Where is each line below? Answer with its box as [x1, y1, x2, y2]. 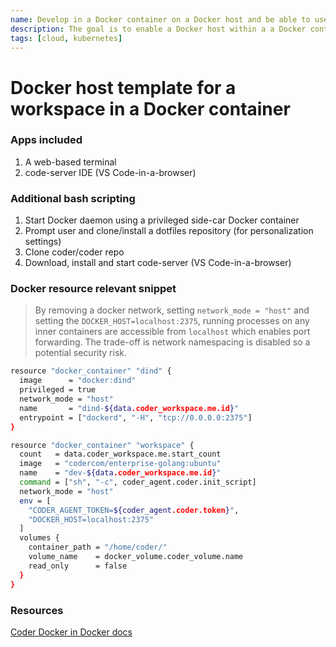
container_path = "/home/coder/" [28, 542, 168, 553]
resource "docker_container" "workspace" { [10, 440, 195, 450]
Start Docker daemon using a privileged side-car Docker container [24, 214, 300, 226]
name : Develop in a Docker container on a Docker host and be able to [10, 14, 311, 25]
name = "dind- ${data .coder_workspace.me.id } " [19, 403, 240, 413]
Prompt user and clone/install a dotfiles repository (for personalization [24, 225, 314, 237]
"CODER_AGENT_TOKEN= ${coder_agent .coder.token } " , [28, 505, 240, 515]
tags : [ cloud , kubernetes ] [10, 33, 123, 43]
